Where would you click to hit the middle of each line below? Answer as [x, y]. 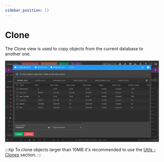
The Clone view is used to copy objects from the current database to [74, 48]
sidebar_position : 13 [27, 10]
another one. [18, 54]
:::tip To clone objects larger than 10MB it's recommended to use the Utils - [81, 149]
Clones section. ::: [23, 155]
